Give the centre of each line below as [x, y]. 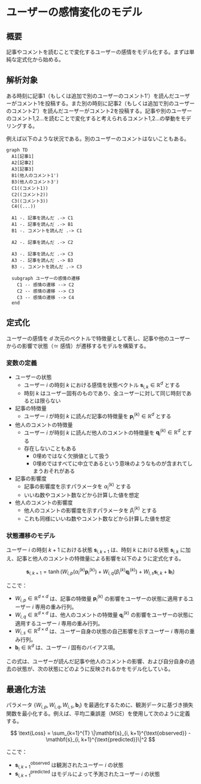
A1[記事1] [23, 156]
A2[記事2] [23, 163]
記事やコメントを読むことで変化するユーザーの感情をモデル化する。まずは [98, 52]
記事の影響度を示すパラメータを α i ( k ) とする [77, 487]
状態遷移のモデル [31, 536]
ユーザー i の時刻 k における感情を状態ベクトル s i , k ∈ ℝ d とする [102, 385]
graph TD [17, 150]
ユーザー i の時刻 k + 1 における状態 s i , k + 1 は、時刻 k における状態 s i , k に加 [98, 551]
